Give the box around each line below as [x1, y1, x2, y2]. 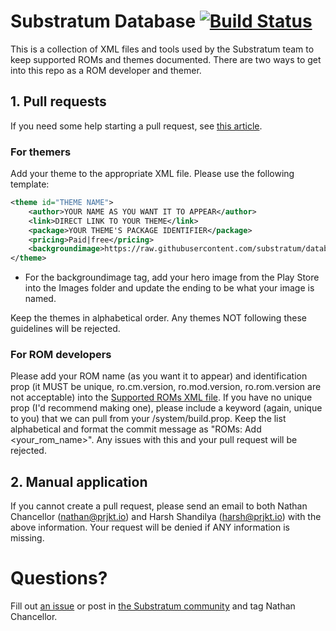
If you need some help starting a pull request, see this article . [10, 120, 263, 132]
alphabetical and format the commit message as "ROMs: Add [10, 423, 262, 435]
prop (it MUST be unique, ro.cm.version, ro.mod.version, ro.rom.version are [10, 381, 322, 393]
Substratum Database [10, 10, 197, 33]
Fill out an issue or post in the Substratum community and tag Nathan [10, 600, 296, 612]
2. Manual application [10, 473, 148, 490]
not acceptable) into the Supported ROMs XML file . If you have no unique [10, 391, 313, 404]
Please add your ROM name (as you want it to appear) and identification [10, 370, 308, 382]
